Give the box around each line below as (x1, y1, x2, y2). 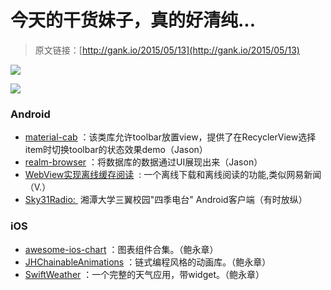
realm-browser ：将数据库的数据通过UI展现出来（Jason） (24, 156, 263, 168)
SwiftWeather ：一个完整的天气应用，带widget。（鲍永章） (24, 268, 265, 280)
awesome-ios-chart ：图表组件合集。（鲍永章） (24, 243, 219, 255)
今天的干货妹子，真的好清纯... (10, 9, 257, 32)
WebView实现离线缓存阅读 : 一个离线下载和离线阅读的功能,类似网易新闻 (24, 169, 322, 181)
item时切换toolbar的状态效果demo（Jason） (24, 144, 208, 156)
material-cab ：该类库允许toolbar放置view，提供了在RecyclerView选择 (24, 131, 317, 143)
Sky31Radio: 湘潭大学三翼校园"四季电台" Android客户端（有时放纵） (24, 194, 308, 206)
